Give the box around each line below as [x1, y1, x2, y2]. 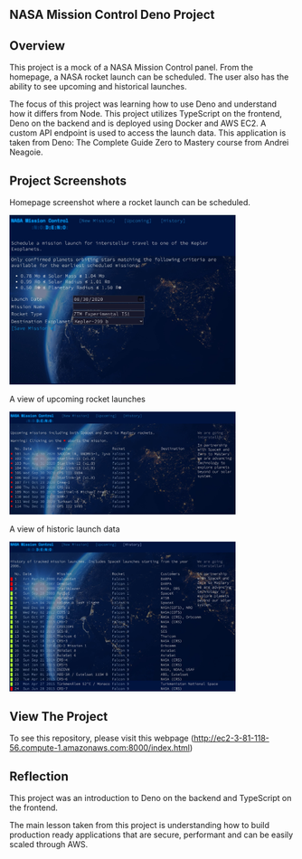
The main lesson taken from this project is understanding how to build [9, 820, 269, 831]
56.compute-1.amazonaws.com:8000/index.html [9, 742, 190, 753]
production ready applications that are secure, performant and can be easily [9, 829, 294, 840]
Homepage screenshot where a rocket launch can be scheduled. [9, 197, 251, 208]
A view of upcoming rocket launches [9, 393, 146, 405]
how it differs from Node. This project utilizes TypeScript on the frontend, [9, 109, 283, 119]
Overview [9, 38, 66, 53]
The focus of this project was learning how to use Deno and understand [9, 99, 278, 109]
